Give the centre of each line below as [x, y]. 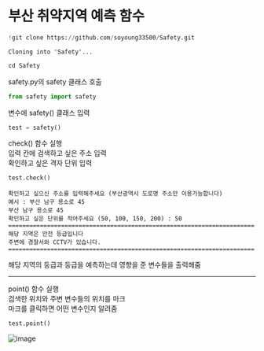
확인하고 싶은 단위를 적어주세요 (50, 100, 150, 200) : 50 [95, 219]
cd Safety [24, 65]
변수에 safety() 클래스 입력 [49, 113]
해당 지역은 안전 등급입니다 [46, 234]
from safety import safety [52, 96]
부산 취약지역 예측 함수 [77, 16]
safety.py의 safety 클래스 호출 [55, 81]
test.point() [29, 323]
